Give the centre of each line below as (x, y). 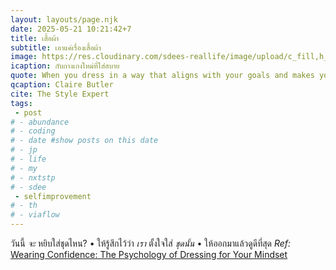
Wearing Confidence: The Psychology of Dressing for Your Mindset (149, 254)
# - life (28, 159)
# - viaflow (35, 215)
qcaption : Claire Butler (62, 85)
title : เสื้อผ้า (34, 38)
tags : (21, 103)
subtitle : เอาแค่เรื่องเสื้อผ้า (56, 47)
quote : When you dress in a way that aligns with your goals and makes (162, 76)
